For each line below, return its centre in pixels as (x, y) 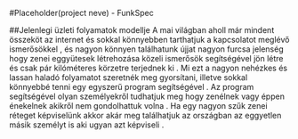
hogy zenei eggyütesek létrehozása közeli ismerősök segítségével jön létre (146, 58)
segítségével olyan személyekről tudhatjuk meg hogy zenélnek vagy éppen (147, 96)
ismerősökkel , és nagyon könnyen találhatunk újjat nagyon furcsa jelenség (147, 49)
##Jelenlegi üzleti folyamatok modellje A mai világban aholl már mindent (142, 30)
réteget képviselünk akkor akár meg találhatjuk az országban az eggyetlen (145, 115)
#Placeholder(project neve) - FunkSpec (81, 13)
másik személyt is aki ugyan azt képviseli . (87, 125)
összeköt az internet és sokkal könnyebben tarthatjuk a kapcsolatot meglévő (149, 40)
